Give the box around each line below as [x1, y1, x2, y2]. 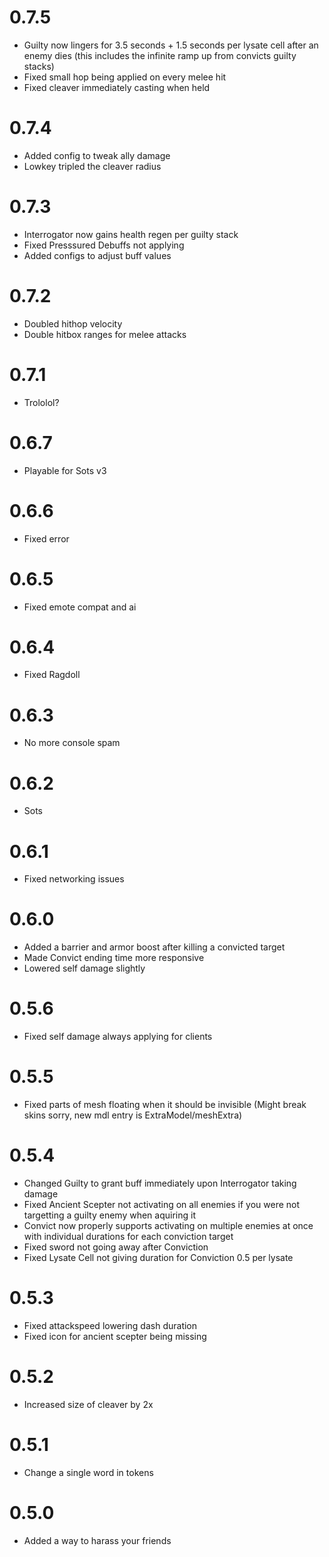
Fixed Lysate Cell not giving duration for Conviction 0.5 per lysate [23, 1252, 294, 1263]
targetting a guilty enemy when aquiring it [23, 1209, 196, 1221]
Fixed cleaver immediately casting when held [23, 81, 211, 93]
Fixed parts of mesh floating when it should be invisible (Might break [23, 1099, 307, 1111]
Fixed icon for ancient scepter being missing [23, 1330, 207, 1342]
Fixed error [23, 532, 70, 545]
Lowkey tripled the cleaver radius [23, 160, 162, 172]
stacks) [23, 60, 55, 72]
